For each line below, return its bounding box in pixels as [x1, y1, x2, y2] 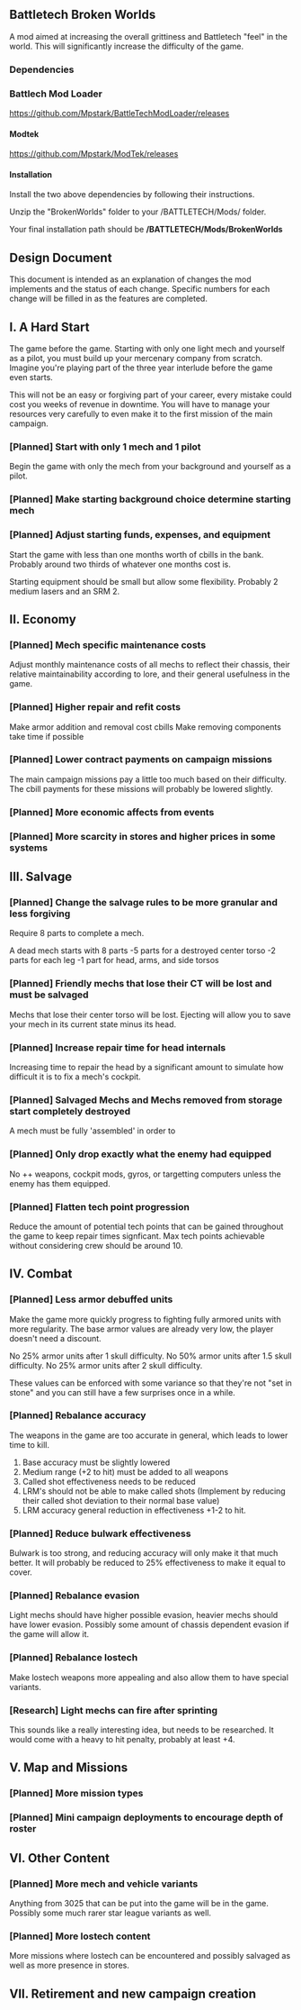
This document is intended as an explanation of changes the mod [9, 274, 252, 285]
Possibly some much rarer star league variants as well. [9, 1907, 212, 1918]
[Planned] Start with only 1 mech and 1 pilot [9, 441, 201, 453]
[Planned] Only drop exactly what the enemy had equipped [9, 1148, 272, 1160]
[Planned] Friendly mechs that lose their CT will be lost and [9, 978, 272, 990]
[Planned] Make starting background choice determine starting [9, 493, 292, 505]
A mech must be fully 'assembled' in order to [9, 1125, 176, 1136]
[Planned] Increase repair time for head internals [9, 1041, 226, 1053]
